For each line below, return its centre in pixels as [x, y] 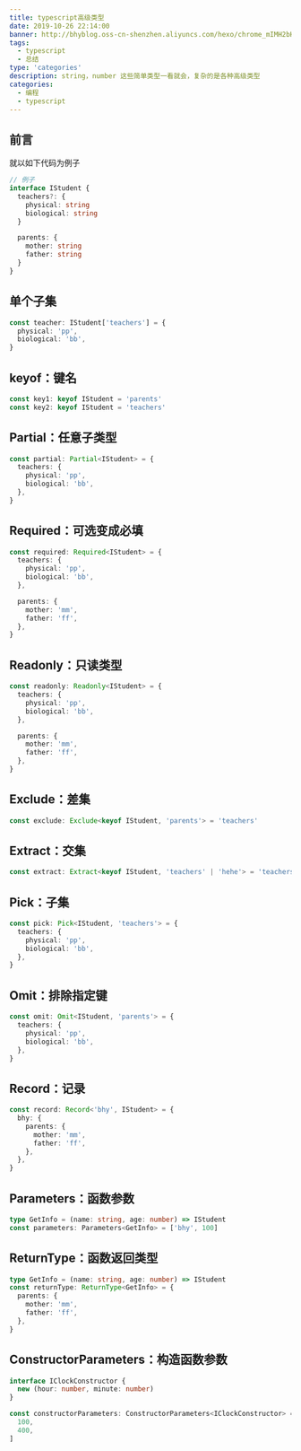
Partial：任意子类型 [63, 437]
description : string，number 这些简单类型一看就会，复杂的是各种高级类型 [135, 76]
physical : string [58, 205]
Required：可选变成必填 [76, 531]
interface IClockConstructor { [68, 1381]
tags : [19, 43]
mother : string [54, 246]
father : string [54, 255]
